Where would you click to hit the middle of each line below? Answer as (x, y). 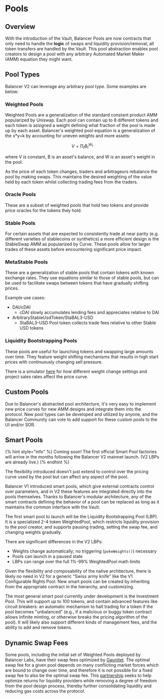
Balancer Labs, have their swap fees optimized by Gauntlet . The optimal (78, 660)
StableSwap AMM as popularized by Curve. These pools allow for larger (78, 244)
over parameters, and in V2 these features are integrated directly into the (79, 492)
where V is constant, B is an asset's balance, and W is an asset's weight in (80, 157)
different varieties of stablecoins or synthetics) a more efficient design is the (82, 239)
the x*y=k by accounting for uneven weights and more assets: (68, 136)
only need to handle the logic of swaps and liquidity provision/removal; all (80, 44)
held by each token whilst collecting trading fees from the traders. (71, 182)
